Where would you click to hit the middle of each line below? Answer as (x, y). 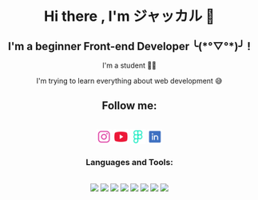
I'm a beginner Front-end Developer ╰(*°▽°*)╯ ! (129, 46)
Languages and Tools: (129, 162)
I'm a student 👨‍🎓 (129, 65)
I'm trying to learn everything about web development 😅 (129, 81)
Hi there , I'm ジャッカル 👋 (129, 16)
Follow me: (129, 106)
